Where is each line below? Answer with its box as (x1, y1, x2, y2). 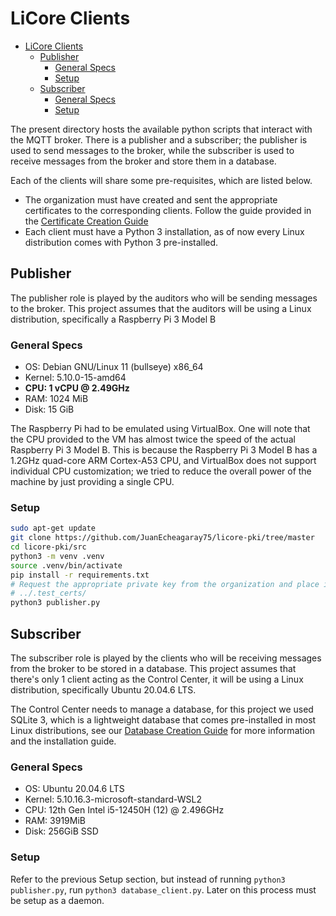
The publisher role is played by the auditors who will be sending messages (10, 292, 318, 304)
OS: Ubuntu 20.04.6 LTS (24, 783, 125, 795)
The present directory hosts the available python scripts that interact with (10, 123, 313, 135)
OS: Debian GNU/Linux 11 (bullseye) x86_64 (24, 361, 204, 373)
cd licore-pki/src (10, 542, 87, 552)
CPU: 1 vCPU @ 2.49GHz (24, 382, 130, 394)
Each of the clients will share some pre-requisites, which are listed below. (10, 174, 313, 186)
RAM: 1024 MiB (24, 393, 89, 405)
